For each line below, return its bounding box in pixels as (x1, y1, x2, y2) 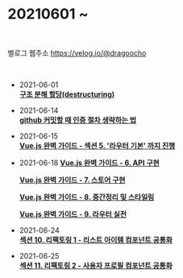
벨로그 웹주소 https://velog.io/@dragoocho (7, 48, 147, 57)
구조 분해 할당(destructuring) (19, 89, 115, 99)
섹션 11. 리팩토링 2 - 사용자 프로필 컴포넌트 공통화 (19, 260, 173, 270)
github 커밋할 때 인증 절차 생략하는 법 (19, 114, 137, 125)
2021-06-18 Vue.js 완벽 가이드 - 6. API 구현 (19, 158, 160, 168)
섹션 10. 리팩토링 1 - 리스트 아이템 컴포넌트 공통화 (19, 234, 173, 244)
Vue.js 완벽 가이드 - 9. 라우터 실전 (19, 209, 127, 218)
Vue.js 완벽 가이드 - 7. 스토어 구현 (19, 175, 126, 185)
